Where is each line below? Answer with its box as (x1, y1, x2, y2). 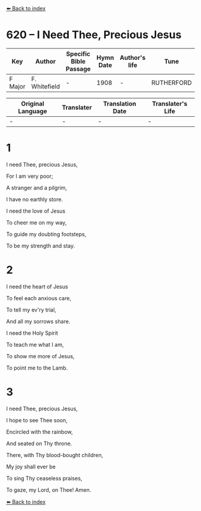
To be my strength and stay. (6, 242, 75, 249)
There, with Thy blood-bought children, (6, 451, 103, 458)
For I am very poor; (6, 173, 53, 180)
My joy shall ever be (6, 463, 56, 470)
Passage (65, 65, 91, 73)
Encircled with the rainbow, (6, 428, 73, 436)
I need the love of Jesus (6, 207, 66, 214)
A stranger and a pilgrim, (6, 184, 68, 191)
